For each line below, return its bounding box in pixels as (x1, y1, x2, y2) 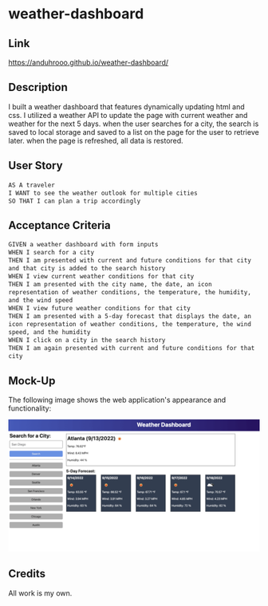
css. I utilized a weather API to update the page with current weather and (8, 110, 248, 120)
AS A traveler (8, 181, 56, 189)
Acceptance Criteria (8, 218, 111, 232)
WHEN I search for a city (8, 249, 94, 257)
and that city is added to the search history (8, 265, 166, 273)
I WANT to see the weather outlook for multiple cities (8, 189, 198, 197)
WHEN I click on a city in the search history (8, 336, 166, 344)
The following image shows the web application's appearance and (8, 395, 227, 405)
